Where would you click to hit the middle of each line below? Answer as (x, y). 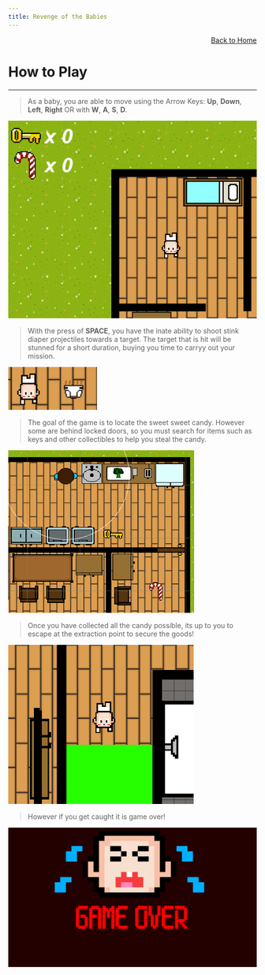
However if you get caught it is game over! (96, 817)
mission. (41, 355)
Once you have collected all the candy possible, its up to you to (131, 625)
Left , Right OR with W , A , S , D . (77, 110)
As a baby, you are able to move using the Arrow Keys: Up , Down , (134, 101)
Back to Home (234, 40)
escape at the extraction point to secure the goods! (111, 634)
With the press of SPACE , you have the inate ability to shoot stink (133, 330)
